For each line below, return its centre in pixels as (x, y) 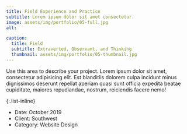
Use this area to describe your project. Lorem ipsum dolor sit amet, (87, 71)
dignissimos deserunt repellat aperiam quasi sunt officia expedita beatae (93, 83)
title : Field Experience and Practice (53, 11)
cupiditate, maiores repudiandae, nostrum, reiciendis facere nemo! (86, 89)
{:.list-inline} (21, 101)
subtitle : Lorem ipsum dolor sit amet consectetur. (70, 17)
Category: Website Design (46, 124)
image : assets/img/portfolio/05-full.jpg (57, 22)
